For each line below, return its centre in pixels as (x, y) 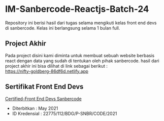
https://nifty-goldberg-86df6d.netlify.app (47, 71)
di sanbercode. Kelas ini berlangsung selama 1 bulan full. (63, 28)
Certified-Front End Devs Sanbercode (44, 99)
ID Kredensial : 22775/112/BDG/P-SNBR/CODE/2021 (65, 113)
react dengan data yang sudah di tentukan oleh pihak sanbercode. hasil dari (82, 61)
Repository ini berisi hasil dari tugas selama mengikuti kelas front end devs (81, 23)
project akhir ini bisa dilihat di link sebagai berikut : (56, 66)
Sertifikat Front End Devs (44, 87)
